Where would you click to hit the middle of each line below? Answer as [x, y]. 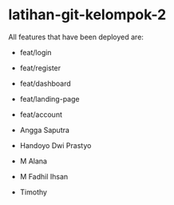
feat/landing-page [49, 98]
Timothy [34, 192]
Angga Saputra [45, 130]
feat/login [36, 52]
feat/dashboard [45, 83]
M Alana [34, 161]
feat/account [41, 115]
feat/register [40, 68]
